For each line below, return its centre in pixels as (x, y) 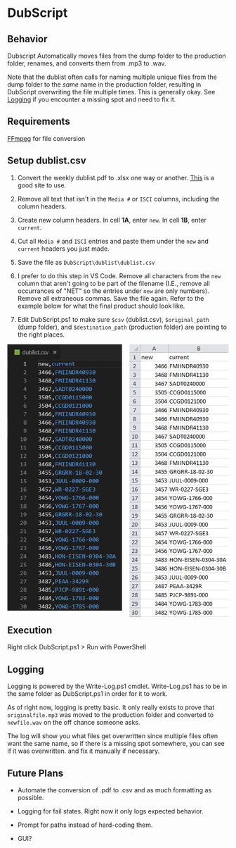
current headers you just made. (64, 249)
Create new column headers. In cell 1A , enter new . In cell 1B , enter (112, 220)
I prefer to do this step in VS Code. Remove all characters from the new (119, 275)
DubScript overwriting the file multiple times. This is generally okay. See (111, 92)
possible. (31, 798)
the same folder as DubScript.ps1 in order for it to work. (87, 694)
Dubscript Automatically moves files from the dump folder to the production (117, 56)
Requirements (39, 121)
